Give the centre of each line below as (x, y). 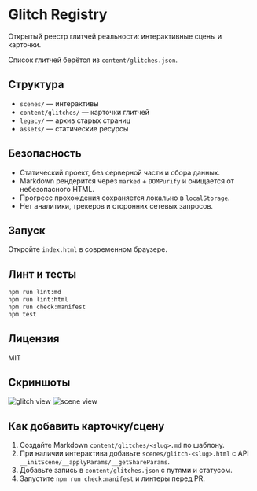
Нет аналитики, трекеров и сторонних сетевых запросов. (116, 205)
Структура (36, 85)
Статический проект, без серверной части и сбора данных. (120, 172)
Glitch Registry (58, 15)
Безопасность (45, 154)
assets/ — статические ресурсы (74, 128)
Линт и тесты (42, 274)
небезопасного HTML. (57, 189)
